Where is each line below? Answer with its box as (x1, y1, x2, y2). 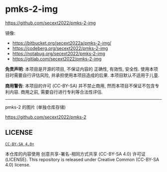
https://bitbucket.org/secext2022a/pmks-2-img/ (12, 40, 112, 46)
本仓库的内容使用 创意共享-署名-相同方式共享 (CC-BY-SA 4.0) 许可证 (5, 151, 146, 157)
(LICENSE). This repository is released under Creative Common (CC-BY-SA (5, 156, 160, 162)
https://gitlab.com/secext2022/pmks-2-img (12, 56, 102, 61)
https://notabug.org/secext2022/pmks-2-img (12, 51, 105, 57)
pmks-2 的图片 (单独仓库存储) (5, 104, 66, 110)
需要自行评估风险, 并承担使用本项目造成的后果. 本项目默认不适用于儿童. (13, 72, 160, 78)
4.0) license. (5, 162, 31, 168)
